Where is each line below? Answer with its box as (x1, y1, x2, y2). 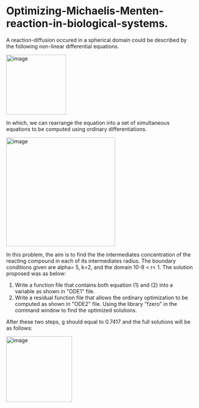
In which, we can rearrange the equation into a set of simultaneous (6, 119, 170, 126)
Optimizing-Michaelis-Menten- (6, 4, 164, 18)
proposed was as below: (6, 270, 67, 277)
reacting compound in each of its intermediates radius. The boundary (6, 257, 176, 264)
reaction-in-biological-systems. (6, 17, 168, 30)
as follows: (6, 324, 33, 331)
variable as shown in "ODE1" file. (14, 287, 95, 295)
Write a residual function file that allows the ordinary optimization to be (14, 294, 188, 301)
